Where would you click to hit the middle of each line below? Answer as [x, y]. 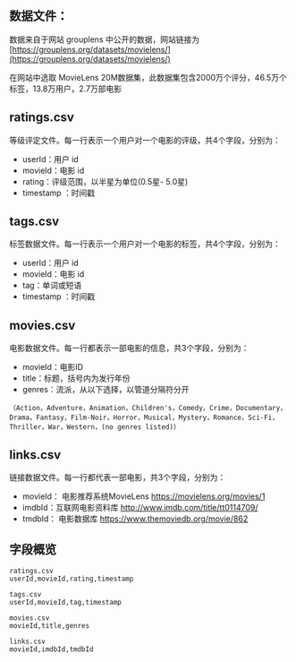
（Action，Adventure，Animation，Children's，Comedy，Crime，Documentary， [148, 408]
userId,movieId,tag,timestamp [66, 602]
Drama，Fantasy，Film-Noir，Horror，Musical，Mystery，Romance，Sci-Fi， [144, 418]
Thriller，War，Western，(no [62, 427]
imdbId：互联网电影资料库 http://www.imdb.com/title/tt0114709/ [140, 508]
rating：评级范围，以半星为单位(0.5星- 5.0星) [105, 181]
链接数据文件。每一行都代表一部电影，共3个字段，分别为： [118, 477]
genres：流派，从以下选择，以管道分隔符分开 [106, 390]
